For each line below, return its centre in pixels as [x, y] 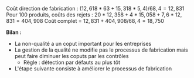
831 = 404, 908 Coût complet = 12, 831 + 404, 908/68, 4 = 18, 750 [85, 21]
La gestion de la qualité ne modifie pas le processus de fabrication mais [101, 50]
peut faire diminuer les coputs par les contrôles [72, 56]
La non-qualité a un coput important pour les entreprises [83, 44]
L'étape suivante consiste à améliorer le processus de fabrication [93, 69]
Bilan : [14, 32]
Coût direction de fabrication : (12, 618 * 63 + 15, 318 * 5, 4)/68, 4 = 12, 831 [95, 9]
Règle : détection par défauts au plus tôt [72, 62]
